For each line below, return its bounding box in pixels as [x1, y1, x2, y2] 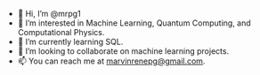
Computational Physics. [17, 27, 105, 37]
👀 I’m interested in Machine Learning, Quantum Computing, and [17, 18, 251, 28]
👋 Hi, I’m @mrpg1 [17, 9, 82, 19]
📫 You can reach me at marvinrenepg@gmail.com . [17, 56, 206, 66]
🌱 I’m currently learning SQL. [17, 36, 124, 47]
